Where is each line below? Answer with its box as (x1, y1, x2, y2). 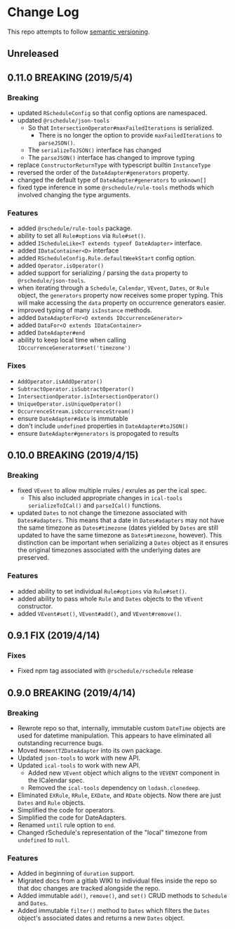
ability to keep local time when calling (17, 336, 126, 345)
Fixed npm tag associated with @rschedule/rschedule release (17, 667, 194, 675)
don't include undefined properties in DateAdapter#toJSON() (17, 422, 189, 430)
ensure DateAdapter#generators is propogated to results (17, 429, 179, 437)
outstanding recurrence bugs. (17, 738, 104, 747)
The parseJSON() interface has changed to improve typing (27, 154, 195, 162)
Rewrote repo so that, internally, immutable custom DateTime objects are (17, 723, 226, 732)
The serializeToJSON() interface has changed (27, 146, 161, 154)
